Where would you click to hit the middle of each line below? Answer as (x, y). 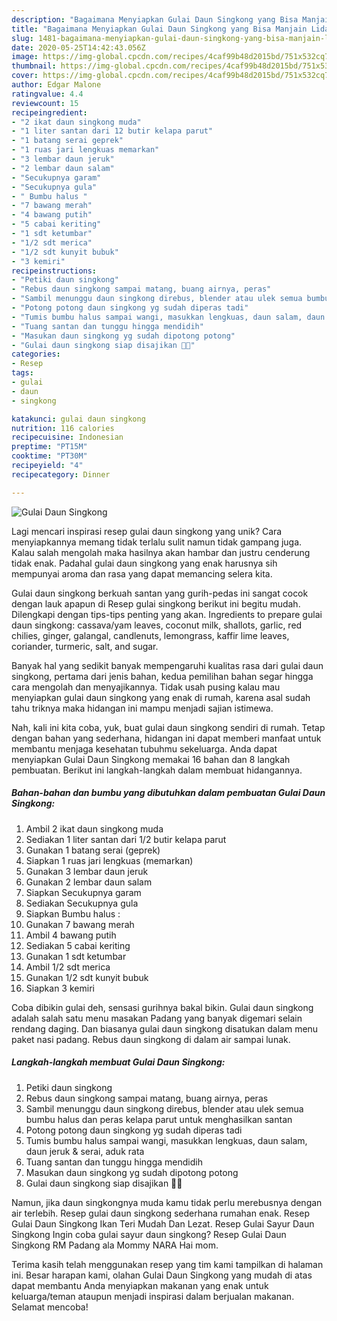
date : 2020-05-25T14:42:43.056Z (78, 47)
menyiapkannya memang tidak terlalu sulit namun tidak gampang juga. (157, 542)
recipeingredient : (49, 112)
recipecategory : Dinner (61, 474)
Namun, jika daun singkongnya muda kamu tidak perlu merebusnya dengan (167, 1202)
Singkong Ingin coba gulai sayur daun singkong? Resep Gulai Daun (149, 1234)
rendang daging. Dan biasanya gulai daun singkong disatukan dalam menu (165, 1028)
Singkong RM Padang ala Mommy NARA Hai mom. (115, 1245)
